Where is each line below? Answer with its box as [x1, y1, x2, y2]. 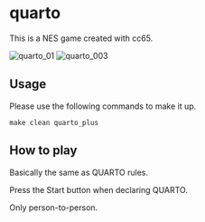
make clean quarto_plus [9, 118, 99, 127]
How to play [9, 143, 78, 159]
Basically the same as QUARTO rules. [9, 167, 149, 178]
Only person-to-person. [9, 202, 98, 213]
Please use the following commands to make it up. [9, 101, 197, 111]
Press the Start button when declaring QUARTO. [9, 184, 188, 195]
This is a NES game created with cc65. [9, 33, 154, 43]
